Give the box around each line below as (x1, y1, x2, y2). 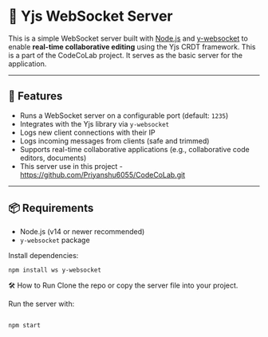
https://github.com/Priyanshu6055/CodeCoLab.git (19, 170, 186, 179)
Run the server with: (8, 299, 75, 309)
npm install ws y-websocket (8, 266, 102, 274)
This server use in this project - (19, 161, 124, 170)
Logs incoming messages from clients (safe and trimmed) (19, 135, 210, 146)
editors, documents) (19, 153, 87, 163)
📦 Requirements (8, 202, 94, 215)
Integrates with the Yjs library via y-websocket (19, 119, 170, 128)
